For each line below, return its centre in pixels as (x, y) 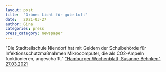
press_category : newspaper (34, 33)
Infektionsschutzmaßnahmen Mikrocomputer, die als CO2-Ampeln (75, 53)
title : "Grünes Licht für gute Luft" (46, 15)
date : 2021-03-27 (26, 19)
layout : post (19, 10)
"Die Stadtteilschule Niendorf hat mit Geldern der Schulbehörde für (76, 48)
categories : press (25, 29)
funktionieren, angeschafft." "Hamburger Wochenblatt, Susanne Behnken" (83, 59)
